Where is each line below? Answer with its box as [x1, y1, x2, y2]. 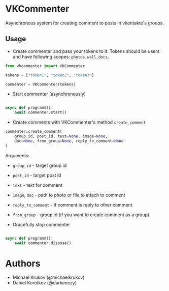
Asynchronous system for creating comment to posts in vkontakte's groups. [5, 20, 164, 26]
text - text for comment [12, 182, 62, 188]
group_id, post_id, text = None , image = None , [14, 134, 108, 139]
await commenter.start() [14, 110, 67, 115]
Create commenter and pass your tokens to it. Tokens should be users [12, 48, 160, 54]
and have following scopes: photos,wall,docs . [12, 53, 109, 60]
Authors [5, 257, 41, 269]
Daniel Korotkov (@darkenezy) [12, 280, 77, 286]
